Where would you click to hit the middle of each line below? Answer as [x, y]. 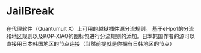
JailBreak [30, 11]
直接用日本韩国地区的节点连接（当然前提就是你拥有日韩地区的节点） [91, 43]
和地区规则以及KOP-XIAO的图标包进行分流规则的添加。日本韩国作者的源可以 [101, 36]
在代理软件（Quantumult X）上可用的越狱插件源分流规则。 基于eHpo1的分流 [100, 28]
